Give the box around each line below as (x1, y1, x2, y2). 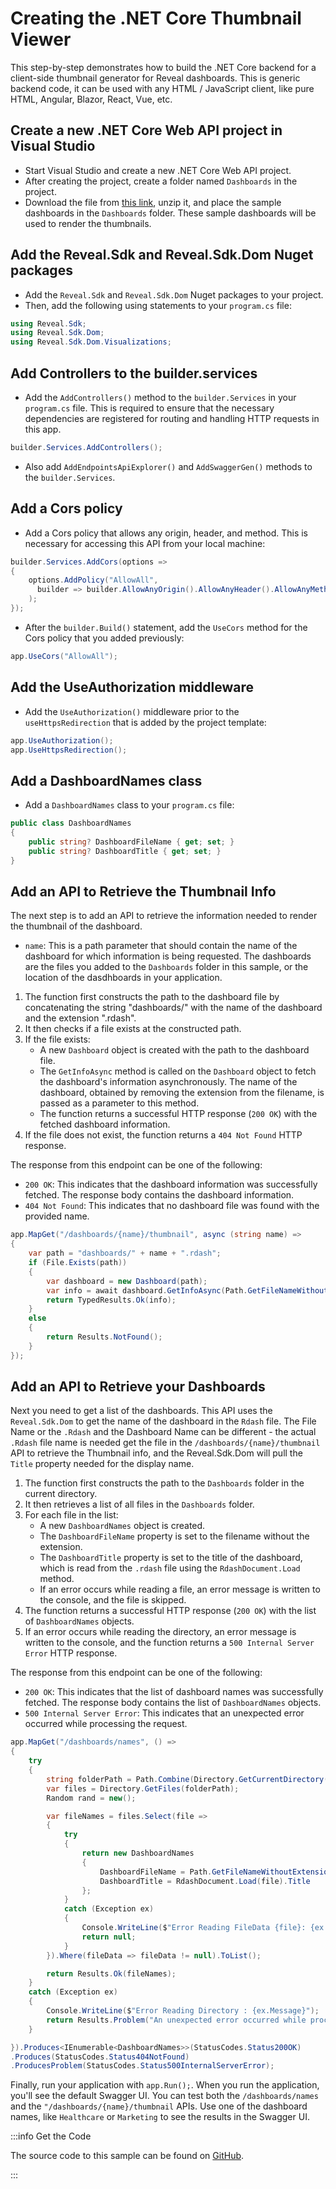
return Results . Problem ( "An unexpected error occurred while (46, 2015, 307, 2025)
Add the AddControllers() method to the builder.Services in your (24, 392, 297, 403)
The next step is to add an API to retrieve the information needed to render (10, 910, 318, 922)
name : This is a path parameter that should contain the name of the (24, 940, 298, 952)
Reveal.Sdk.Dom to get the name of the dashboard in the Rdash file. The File (10, 1415, 317, 1427)
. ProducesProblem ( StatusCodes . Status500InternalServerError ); (10, 2061, 275, 2071)
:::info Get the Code (10, 2130, 92, 2142)
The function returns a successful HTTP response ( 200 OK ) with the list (24, 1605, 317, 1617)
